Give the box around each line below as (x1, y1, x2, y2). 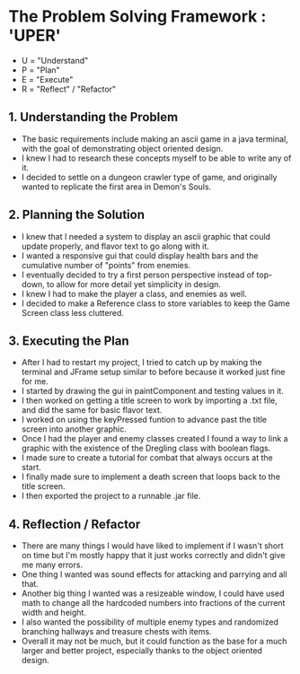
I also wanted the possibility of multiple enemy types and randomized (21, 617, 279, 627)
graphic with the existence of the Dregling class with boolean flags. (21, 442, 271, 454)
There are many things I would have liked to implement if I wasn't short (21, 540, 284, 551)
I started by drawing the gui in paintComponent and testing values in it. (21, 386, 284, 397)
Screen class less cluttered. (21, 307, 125, 318)
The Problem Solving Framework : (8, 6, 267, 27)
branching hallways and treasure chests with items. (21, 626, 212, 637)
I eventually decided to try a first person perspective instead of (21, 269, 255, 280)
